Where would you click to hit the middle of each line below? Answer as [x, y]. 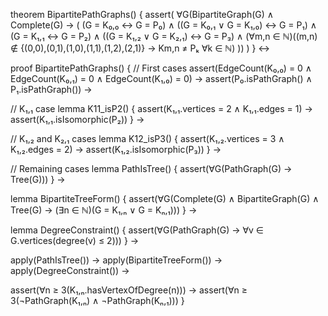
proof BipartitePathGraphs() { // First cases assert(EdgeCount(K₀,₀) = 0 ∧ [161, 68]
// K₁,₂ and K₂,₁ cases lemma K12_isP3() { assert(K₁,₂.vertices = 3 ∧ [147, 138]
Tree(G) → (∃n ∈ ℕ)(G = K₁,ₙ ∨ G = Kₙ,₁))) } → [104, 210]
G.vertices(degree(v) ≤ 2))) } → [75, 240]
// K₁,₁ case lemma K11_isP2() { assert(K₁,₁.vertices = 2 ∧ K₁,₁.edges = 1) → [161, 108]
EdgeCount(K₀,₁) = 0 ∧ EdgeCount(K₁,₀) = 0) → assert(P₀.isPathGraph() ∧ [161, 78]
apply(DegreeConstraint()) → [70, 270]
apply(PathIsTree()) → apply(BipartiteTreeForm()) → [116, 260]
